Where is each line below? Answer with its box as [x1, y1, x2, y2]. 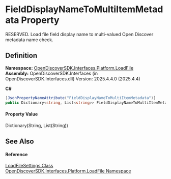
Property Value [5, 111, 38, 117]
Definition [5, 51, 37, 60]
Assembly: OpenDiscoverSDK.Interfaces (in [5, 70, 98, 76]
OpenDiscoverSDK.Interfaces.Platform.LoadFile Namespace [5, 168, 131, 174]
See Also [5, 137, 34, 146]
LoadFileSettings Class [5, 163, 53, 169]
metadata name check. [5, 37, 53, 43]
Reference [5, 151, 28, 157]
